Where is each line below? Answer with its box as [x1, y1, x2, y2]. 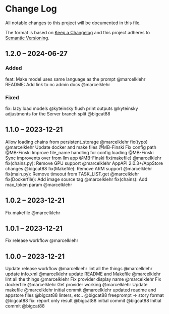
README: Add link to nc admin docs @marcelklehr [5, 81, 110, 87]
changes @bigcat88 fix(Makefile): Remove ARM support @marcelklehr [5, 165, 152, 171]
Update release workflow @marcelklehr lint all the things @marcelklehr [5, 266, 153, 272]
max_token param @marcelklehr [5, 181, 72, 187]
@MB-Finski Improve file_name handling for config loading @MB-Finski [5, 149, 154, 155]
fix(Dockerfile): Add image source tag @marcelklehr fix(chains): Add [5, 176, 148, 182]
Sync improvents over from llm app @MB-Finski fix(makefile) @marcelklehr [5, 155, 162, 161]
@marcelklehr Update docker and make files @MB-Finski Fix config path [5, 144, 156, 150]
